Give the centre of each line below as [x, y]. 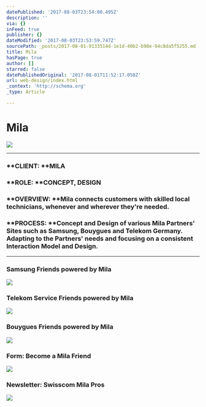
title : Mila [21, 52]
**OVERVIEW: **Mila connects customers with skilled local [98, 199]
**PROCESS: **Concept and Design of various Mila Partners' [101, 223]
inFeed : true [23, 29]
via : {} [16, 23]
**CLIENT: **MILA [36, 166]
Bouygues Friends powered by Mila [60, 327]
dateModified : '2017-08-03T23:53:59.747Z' [61, 41]
